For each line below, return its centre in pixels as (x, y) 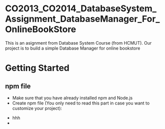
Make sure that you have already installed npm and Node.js (72, 98)
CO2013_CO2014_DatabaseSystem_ (81, 9)
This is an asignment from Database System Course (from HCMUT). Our (78, 43)
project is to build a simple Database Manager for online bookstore (73, 48)
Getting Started (37, 68)
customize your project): (37, 108)
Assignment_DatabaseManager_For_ (82, 19)
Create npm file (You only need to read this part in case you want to (81, 103)
